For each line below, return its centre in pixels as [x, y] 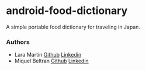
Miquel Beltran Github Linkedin [51, 61]
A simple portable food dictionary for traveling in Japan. [73, 27]
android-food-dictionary [67, 11]
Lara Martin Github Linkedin [48, 55]
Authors [18, 42]
